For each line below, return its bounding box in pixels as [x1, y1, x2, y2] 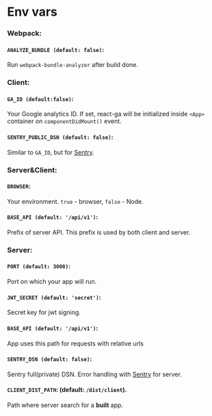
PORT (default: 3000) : [7, 262, 70, 270]
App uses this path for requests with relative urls [7, 339, 144, 348]
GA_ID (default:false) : [7, 94, 74, 103]
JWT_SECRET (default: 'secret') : [7, 293, 101, 301]
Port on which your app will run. [7, 278, 97, 286]
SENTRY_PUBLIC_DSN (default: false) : [7, 133, 114, 141]
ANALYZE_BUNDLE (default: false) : [7, 45, 105, 53]
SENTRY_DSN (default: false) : [7, 355, 92, 363]
